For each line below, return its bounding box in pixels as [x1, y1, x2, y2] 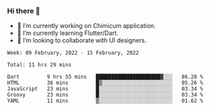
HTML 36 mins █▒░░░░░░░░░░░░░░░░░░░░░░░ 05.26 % [7, 79, 204, 86]
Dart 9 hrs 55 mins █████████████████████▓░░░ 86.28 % [7, 73, 204, 81]
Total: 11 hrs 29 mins [7, 62, 72, 69]
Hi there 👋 [7, 6, 41, 16]
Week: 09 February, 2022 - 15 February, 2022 [7, 49, 139, 57]
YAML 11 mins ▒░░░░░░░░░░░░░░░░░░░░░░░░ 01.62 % [7, 97, 204, 105]
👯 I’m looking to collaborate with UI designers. [16, 36, 147, 45]
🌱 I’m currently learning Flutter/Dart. [16, 29, 118, 37]
